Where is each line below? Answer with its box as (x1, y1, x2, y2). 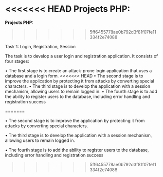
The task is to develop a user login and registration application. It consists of (5, 53, 158, 59)
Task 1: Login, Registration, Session (5, 43, 76, 49)
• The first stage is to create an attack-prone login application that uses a (5, 67, 152, 74)
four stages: (5, 58, 29, 64)
